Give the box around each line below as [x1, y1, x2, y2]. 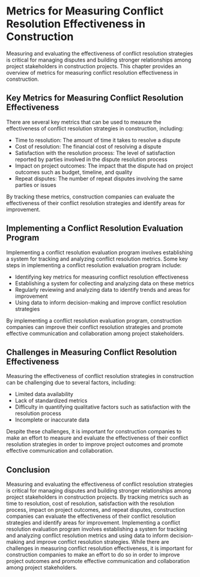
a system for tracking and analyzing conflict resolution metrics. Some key [6, 255, 188, 262]
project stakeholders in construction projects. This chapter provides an [6, 62, 182, 70]
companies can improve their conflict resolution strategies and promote [6, 323, 183, 330]
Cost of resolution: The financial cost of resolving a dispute [14, 143, 162, 150]
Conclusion [6, 464, 50, 475]
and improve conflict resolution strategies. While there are [25, 538, 169, 546]
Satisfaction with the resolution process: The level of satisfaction [14, 149, 175, 156]
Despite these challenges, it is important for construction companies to [6, 428, 182, 435]
